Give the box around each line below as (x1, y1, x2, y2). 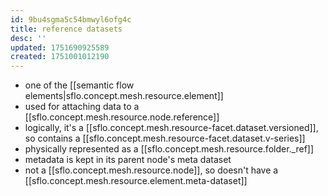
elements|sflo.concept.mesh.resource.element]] (24, 90, 224, 102)
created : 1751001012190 (10, 52, 110, 62)
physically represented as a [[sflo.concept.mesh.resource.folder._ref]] (24, 143, 315, 155)
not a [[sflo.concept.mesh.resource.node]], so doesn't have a (24, 164, 279, 176)
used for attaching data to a (24, 101, 140, 113)
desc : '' (10, 33, 47, 43)
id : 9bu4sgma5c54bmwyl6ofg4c (10, 14, 132, 25)
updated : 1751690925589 (10, 42, 110, 53)
